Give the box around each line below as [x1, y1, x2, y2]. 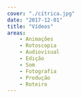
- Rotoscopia [19, 42, 57, 49]
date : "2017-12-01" [7, 17, 63, 23]
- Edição [19, 55, 45, 62]
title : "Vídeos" [7, 23, 54, 30]
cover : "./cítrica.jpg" [7, 10, 76, 17]
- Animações [19, 36, 54, 43]
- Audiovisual [19, 49, 60, 56]
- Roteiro [19, 81, 48, 88]
